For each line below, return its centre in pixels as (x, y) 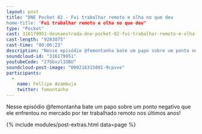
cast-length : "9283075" (36, 39)
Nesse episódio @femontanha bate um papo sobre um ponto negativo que (99, 106)
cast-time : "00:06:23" (35, 45)
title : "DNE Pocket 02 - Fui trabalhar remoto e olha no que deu (90, 17)
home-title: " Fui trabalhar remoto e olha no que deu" (76, 23)
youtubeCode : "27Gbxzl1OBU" (41, 62)
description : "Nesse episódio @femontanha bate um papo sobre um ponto (98, 51)
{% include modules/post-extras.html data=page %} (71, 124)
